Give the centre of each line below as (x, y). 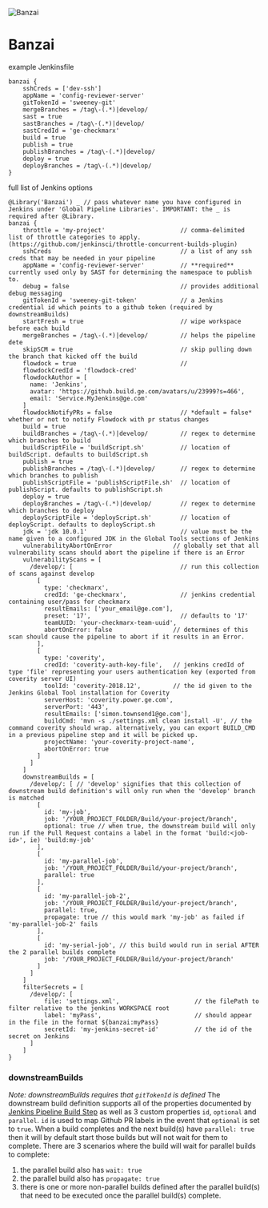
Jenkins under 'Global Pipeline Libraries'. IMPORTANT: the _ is (119, 209)
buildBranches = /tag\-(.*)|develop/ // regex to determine (139, 433)
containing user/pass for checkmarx (69, 602)
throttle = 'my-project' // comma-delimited (134, 230)
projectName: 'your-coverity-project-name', (119, 742)
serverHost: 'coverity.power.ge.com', (108, 700)
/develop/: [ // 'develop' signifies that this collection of (135, 784)
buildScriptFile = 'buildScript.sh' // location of (126, 447)
